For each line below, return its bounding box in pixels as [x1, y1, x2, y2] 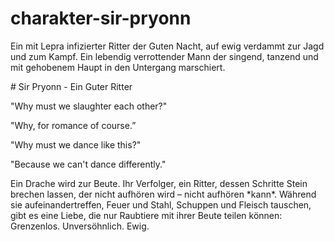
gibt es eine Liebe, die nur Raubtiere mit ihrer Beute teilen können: [10, 209, 283, 221]
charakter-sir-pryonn [10, 7, 192, 30]
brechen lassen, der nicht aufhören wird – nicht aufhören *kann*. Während [10, 188, 317, 200]
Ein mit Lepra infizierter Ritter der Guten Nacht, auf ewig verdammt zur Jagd [10, 40, 325, 52]
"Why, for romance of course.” [10, 119, 137, 131]
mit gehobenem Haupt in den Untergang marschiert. [10, 61, 226, 73]
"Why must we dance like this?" [10, 138, 142, 151]
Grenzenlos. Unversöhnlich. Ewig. [10, 220, 150, 232]
